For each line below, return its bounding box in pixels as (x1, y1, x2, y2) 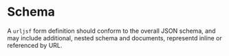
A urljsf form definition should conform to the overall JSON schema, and (7, 27, 216, 35)
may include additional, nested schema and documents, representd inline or (7, 33, 222, 42)
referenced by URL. (7, 41, 63, 49)
